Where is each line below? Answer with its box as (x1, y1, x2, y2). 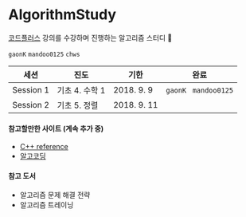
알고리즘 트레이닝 (19, 200, 74, 210)
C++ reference (19, 142, 69, 152)
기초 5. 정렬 (57, 100, 99, 111)
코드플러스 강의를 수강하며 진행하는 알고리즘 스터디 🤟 (8, 33, 173, 42)
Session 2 (12, 99, 50, 110)
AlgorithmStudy (8, 6, 117, 24)
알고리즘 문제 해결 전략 (19, 190, 91, 200)
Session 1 (12, 84, 50, 95)
